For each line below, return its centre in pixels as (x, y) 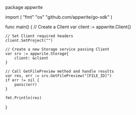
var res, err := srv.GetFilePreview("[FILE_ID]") (59, 76)
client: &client (32, 58)
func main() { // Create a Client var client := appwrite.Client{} (68, 27)
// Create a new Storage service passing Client (57, 49)
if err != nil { (22, 80)
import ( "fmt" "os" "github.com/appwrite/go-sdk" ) (59, 17)
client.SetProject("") (29, 40)
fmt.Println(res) (24, 98)
